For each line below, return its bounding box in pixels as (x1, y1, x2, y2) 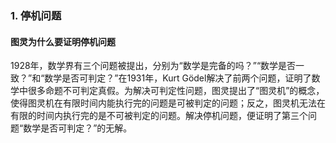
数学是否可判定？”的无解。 (23, 122, 133, 134)
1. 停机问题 (10, 8, 62, 22)
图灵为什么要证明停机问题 (10, 35, 116, 47)
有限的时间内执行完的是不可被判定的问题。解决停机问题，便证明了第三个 (10, 110, 308, 122)
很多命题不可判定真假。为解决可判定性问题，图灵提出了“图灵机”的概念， (27, 85, 325, 97)
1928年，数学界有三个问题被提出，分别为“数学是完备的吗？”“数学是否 (10, 60, 297, 72)
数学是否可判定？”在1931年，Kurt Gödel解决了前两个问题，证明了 (44, 72, 312, 84)
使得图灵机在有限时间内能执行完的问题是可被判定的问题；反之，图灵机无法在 (10, 97, 326, 109)
